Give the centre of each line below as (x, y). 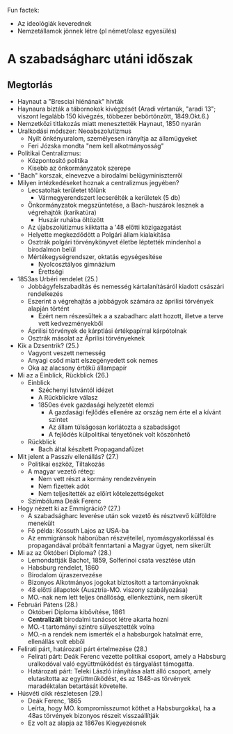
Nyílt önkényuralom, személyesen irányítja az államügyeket (112, 138)
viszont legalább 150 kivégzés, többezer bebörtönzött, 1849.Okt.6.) (113, 116)
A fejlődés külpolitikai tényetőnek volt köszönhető (119, 434)
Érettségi (51, 272)
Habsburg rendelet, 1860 (63, 568)
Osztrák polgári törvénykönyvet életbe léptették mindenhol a (114, 242)
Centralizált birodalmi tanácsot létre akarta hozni (98, 619)
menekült (41, 523)
